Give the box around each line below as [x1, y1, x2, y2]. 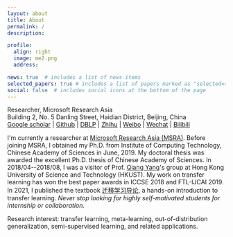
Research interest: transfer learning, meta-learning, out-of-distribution [7, 215, 208, 223]
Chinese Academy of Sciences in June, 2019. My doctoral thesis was [7, 148, 205, 157]
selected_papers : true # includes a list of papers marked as [7, 80, 191, 87]
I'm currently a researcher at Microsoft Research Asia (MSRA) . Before [7, 134, 206, 142]
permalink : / [7, 23, 45, 30]
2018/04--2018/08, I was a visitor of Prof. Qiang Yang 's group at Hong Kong [7, 164, 224, 172]
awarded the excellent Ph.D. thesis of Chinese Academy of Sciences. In [7, 156, 212, 164]
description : [7, 29, 45, 37]
